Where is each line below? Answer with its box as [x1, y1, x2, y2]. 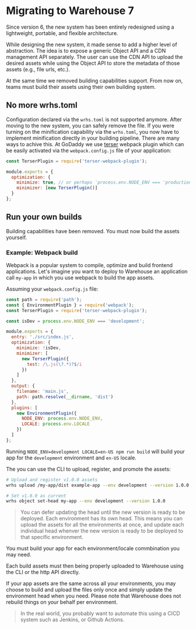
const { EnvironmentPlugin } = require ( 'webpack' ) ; [6, 302, 134, 308]
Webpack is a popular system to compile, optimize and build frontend [6, 261, 173, 268]
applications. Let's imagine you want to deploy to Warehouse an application [6, 268, 188, 275]
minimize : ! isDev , [16, 345, 61, 351]
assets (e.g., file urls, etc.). [6, 65, 70, 72]
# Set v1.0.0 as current [6, 493, 66, 499]
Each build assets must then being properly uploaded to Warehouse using [6, 562, 184, 569]
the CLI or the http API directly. [6, 569, 80, 576]
